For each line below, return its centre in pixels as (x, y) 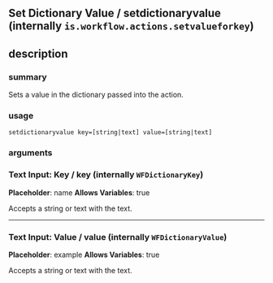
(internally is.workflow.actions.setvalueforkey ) (131, 26)
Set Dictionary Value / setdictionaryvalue (115, 13)
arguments (30, 153)
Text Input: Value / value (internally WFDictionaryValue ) (118, 237)
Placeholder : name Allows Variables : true (79, 192)
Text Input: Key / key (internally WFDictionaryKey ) (106, 175)
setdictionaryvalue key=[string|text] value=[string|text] (110, 133)
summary (28, 76)
